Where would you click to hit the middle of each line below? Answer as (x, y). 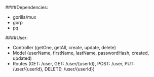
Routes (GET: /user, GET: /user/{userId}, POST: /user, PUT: (74, 64)
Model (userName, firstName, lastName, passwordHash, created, (81, 53)
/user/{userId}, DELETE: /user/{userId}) (53, 69)
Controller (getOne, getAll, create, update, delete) (64, 47)
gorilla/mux (24, 17)
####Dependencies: (27, 7)
